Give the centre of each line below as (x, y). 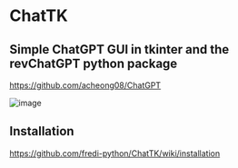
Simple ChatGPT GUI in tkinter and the (119, 49)
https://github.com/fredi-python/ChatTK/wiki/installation (115, 153)
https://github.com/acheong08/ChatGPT (85, 85)
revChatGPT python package (94, 63)
